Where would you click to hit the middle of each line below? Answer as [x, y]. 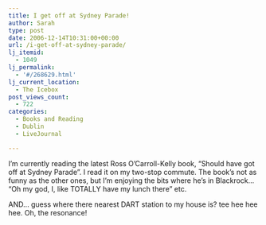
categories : [28, 112]
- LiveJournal [39, 134]
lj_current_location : [44, 82]
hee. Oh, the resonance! [48, 212]
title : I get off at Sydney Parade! [69, 16]
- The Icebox [37, 89]
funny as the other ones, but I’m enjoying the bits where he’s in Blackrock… [131, 180]
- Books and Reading [49, 119]
